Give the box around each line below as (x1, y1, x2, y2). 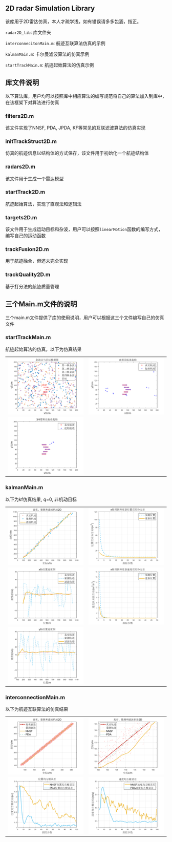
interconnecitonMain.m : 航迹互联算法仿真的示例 (5, 40, 106, 46)
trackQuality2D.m (5, 271, 51, 278)
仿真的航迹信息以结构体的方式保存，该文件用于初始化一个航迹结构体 (5, 150, 149, 156)
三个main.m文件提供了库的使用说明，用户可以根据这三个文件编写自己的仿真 (5, 314, 165, 321)
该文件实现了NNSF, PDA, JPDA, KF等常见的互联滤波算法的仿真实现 (5, 124, 146, 131)
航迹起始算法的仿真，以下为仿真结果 (5, 346, 82, 352)
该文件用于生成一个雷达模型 (5, 175, 64, 181)
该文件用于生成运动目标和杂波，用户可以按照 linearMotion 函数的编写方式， (5, 226, 163, 233)
